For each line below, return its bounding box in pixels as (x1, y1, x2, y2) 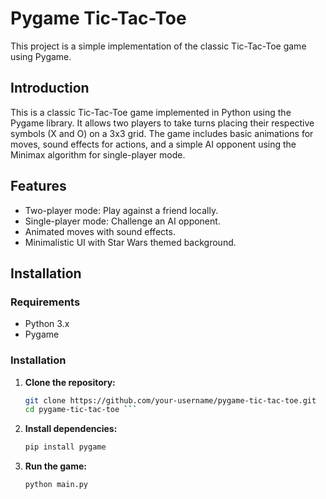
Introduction (10, 80, 90, 97)
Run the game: (24, 460, 88, 472)
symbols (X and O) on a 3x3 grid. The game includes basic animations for (10, 127, 314, 139)
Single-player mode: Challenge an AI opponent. (24, 215, 221, 227)
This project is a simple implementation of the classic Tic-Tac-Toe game (10, 40, 307, 52)
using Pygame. (10, 50, 72, 62)
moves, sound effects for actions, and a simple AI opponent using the (10, 138, 297, 150)
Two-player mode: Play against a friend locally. (24, 204, 219, 216)
